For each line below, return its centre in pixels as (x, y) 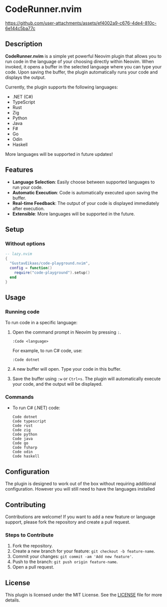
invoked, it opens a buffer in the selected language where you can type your (83, 66)
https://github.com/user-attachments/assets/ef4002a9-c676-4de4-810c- (81, 23)
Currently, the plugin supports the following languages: (62, 87)
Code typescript (29, 421)
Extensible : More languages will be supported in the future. (74, 214)
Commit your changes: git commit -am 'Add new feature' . (73, 557)
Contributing (25, 505)
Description (24, 44)
